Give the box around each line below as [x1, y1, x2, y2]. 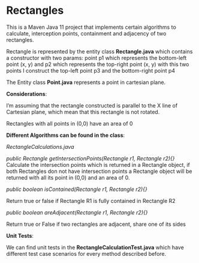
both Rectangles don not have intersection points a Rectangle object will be [6, 168, 192, 175]
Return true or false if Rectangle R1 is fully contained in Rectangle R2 [6, 197, 176, 204]
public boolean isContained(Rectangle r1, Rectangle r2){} [6, 186, 148, 193]
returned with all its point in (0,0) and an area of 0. [6, 174, 130, 181]
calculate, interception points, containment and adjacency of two [6, 29, 167, 37]
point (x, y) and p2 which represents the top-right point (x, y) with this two [6, 61, 189, 68]
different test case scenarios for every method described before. [6, 250, 167, 257]
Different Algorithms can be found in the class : [6, 131, 125, 139]
